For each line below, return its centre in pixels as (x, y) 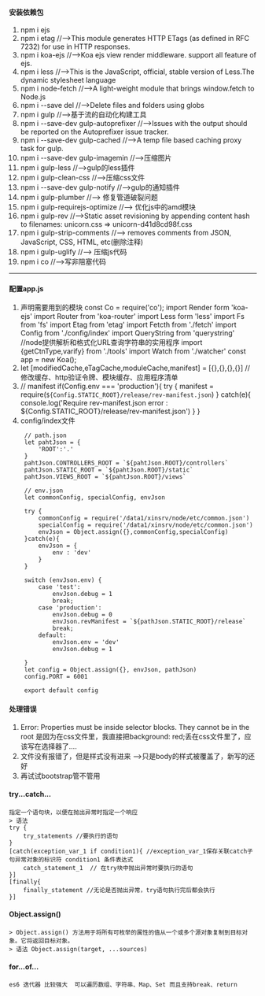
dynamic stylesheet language (68, 80)
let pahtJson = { (52, 442)
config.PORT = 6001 (56, 677)
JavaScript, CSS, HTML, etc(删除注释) (82, 242)
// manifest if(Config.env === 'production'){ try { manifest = (117, 387)
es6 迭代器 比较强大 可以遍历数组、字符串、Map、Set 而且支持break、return (123, 985)
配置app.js (26, 288)
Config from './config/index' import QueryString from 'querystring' (127, 333)
